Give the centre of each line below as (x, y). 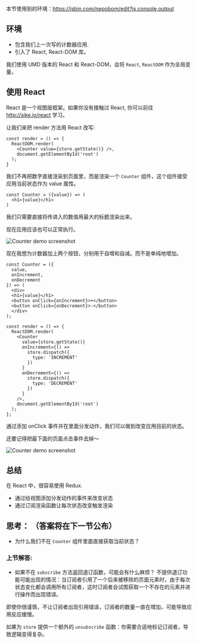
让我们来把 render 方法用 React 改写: (51, 127)
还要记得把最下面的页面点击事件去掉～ (52, 438)
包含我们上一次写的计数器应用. (52, 44)
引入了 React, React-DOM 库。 (52, 51)
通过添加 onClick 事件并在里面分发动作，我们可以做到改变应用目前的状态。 (97, 426)
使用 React (26, 92)
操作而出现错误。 (41, 594)
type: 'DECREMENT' (55, 383)
